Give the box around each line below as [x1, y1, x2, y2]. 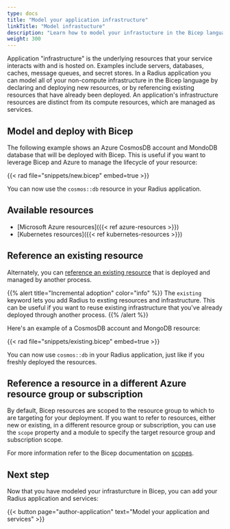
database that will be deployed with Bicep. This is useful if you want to [7, 150, 206, 158]
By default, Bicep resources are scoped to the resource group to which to [7, 406, 214, 415]
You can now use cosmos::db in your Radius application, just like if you [7, 351, 205, 359]
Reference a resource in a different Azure [7, 377, 187, 389]
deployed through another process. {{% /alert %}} [7, 310, 149, 319]
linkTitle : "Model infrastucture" [7, 23, 106, 30]
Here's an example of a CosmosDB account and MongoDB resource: [7, 324, 201, 332]
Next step [7, 469, 50, 480]
